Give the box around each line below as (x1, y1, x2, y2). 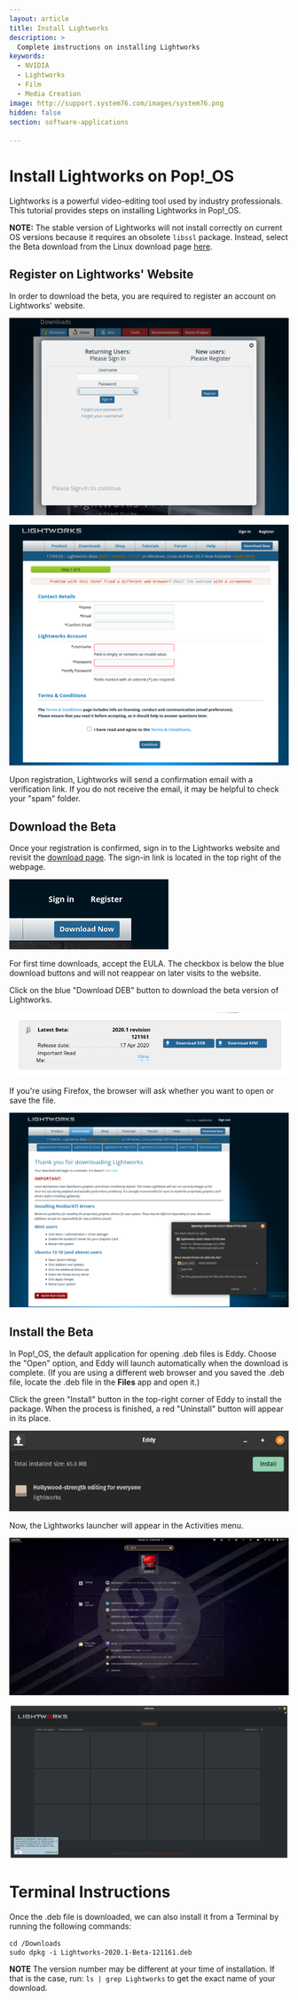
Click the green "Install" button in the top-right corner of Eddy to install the (9, 1394, 282, 1404)
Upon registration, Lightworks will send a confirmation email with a (9, 775, 254, 785)
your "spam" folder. (9, 793, 82, 804)
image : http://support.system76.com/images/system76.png (9, 99, 224, 108)
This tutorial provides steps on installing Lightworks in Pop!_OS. (9, 205, 241, 216)
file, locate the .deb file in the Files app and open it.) (9, 1377, 200, 1387)
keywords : (9, 52, 46, 61)
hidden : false (9, 108, 62, 117)
